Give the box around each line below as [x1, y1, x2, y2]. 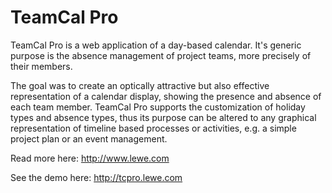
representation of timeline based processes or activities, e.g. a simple [10, 122, 297, 134]
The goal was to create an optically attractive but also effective [10, 79, 270, 91]
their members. [10, 60, 73, 72]
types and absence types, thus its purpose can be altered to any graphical [10, 111, 317, 123]
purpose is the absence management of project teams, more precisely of [10, 49, 312, 61]
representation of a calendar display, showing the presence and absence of [10, 90, 322, 102]
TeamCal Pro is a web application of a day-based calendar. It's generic [10, 39, 302, 51]
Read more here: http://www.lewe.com [10, 152, 170, 164]
